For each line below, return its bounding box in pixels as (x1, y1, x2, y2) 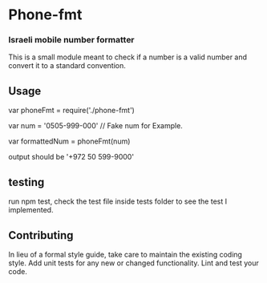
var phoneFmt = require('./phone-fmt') (8, 106, 135, 115)
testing (8, 175, 45, 189)
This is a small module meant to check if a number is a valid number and (8, 52, 247, 62)
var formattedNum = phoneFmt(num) (8, 136, 131, 146)
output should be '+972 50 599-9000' (8, 152, 135, 162)
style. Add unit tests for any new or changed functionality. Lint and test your (8, 258, 259, 268)
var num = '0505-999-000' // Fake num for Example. (8, 121, 183, 131)
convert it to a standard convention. (8, 61, 127, 71)
